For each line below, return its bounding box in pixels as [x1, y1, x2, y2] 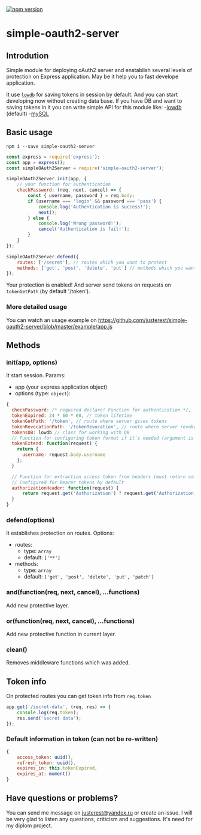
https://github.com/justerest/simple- [98, 316, 188, 324]
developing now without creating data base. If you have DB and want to [6, 97, 182, 105]
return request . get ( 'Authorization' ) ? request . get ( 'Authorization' [22, 490, 197, 497]
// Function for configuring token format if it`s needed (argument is [11, 435, 194, 441]
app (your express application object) [14, 383, 108, 390]
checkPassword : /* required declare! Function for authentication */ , [11, 407, 191, 413]
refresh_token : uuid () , [17, 760, 77, 766]
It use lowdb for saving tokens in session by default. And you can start [6, 91, 178, 98]
